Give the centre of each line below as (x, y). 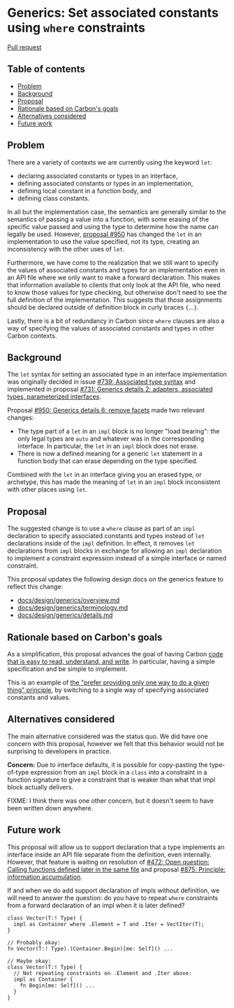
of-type (18, 772)
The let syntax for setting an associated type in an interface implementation (117, 374)
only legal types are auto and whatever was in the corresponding (111, 439)
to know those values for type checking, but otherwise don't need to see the (117, 292)
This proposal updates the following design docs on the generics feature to (115, 579)
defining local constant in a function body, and (84, 191)
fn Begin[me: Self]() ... (58, 986)
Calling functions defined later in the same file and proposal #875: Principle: (116, 869)
